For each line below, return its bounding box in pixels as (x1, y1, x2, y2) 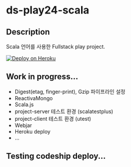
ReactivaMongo (14, 94, 53, 101)
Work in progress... (6, 71, 78, 82)
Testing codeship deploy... (6, 151, 106, 161)
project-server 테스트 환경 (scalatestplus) (14, 108, 113, 115)
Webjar (14, 121, 32, 129)
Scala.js (14, 101, 34, 108)
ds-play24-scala (6, 4, 90, 17)
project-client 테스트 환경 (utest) (14, 115, 92, 122)
